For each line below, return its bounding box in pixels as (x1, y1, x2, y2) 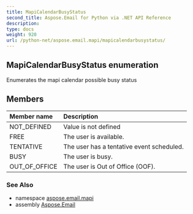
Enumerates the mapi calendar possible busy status (6, 76, 137, 83)
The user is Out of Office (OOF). (63, 162, 156, 171)
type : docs (6, 26, 34, 32)
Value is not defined (63, 122, 121, 131)
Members (6, 94, 44, 105)
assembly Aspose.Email (15, 201, 75, 208)
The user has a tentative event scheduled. (63, 142, 184, 150)
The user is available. (63, 132, 124, 141)
